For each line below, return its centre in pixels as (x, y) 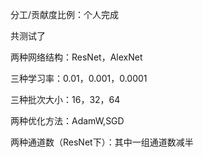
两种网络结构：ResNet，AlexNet (76, 57)
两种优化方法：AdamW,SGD (67, 121)
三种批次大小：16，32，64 (65, 99)
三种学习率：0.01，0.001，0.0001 (79, 78)
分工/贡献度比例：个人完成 (65, 14)
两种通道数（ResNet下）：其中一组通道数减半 (102, 142)
